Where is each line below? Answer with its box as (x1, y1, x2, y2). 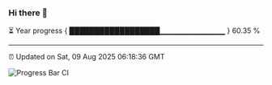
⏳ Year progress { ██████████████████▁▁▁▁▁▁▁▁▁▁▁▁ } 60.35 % (8, 26, 261, 35)
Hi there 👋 (8, 7, 49, 18)
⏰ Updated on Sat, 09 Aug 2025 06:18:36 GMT (8, 52, 165, 62)
